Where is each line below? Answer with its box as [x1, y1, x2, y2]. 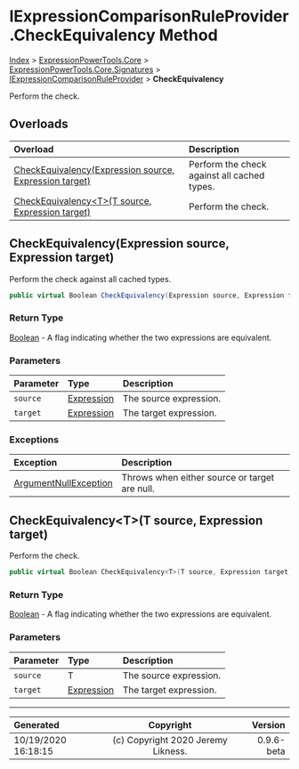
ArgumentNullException [13, 477, 113, 490]
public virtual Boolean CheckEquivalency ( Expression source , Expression [9, 291, 285, 300]
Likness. [152, 745, 188, 757]
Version [251, 718, 286, 731]
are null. [121, 482, 156, 495]
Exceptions [9, 433, 60, 446]
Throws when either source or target [121, 472, 275, 484]
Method [158, 25, 218, 45]
